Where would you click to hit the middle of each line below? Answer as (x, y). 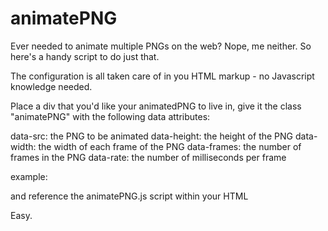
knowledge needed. (51, 86)
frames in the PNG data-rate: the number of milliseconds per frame (148, 157)
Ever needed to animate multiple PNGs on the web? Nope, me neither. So (161, 46)
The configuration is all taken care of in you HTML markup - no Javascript (162, 76)
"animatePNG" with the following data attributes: (110, 116)
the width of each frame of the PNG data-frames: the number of (170, 146)
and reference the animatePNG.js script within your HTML (129, 196)
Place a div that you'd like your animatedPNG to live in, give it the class (156, 106)
